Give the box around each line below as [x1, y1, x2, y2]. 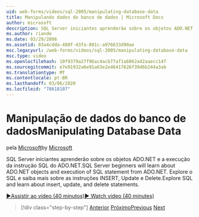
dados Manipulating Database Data [6, 124, 182, 138]
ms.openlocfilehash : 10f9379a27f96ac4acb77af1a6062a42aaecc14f [6, 58, 167, 64]
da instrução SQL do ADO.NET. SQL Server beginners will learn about [6, 162, 176, 169]
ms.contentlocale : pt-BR [6, 75, 68, 81]
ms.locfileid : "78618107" [6, 86, 70, 92]
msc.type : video [6, 53, 46, 59]
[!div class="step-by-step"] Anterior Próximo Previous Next [20, 203, 166, 211]
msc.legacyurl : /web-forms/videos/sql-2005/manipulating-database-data [6, 48, 188, 54]
